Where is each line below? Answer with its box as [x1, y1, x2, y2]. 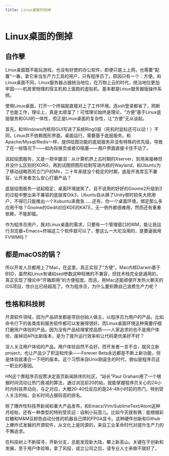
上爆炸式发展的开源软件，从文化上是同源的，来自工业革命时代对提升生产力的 [5, 422, 164, 428]
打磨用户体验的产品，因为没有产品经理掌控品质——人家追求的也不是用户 [5, 327, 155, 333]
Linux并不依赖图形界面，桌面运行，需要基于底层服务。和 [14, 132, 131, 138]
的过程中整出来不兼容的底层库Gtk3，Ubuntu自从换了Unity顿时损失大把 [5, 191, 152, 197]
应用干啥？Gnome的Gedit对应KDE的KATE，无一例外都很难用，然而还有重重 [5, 204, 161, 210]
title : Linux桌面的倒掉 [5, 7, 51, 13]
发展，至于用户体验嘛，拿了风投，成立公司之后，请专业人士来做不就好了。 [5, 445, 159, 451]
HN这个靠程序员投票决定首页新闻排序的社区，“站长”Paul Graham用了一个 [5, 373, 157, 379]
